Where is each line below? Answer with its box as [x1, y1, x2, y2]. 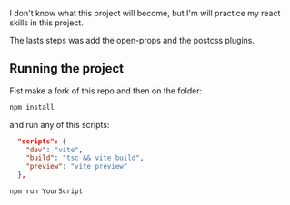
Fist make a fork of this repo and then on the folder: [9, 85, 203, 96]
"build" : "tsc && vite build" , [25, 153, 145, 162]
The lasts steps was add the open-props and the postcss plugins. [9, 35, 255, 45]
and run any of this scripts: [9, 119, 110, 130]
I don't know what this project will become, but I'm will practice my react [9, 8, 281, 18]
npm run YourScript [9, 187, 84, 196]
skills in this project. [9, 17, 84, 28]
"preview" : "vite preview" [25, 162, 128, 171]
